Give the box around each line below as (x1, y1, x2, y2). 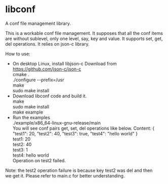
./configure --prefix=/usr (12, 77, 64, 83)
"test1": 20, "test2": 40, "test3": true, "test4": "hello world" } (12, 130, 138, 136)
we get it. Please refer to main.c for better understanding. (5, 172, 125, 178)
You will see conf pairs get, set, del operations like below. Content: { (12, 125, 155, 131)
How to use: (5, 51, 30, 57)
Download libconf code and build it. (12, 93, 87, 99)
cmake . (12, 71, 29, 77)
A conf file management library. (5, 20, 71, 26)
